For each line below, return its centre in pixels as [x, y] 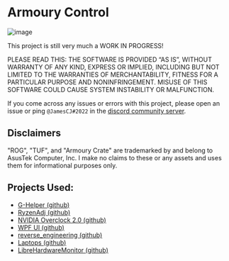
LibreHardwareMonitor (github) [63, 250]
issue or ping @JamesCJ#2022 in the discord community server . [97, 111]
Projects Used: [41, 188]
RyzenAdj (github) [44, 212]
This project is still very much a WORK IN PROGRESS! [86, 45]
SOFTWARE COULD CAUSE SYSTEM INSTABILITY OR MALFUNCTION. [111, 89]
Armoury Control [58, 12]
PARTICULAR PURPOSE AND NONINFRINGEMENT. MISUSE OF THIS [107, 82]
